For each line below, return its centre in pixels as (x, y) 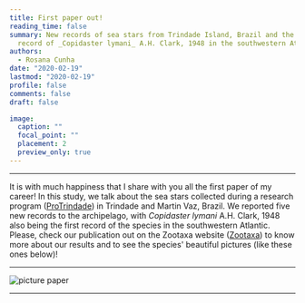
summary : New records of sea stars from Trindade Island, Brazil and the (152, 34)
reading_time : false (49, 26)
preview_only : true (54, 152)
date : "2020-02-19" (46, 69)
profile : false (38, 85)
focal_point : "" (48, 136)
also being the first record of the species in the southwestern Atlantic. (140, 225)
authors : (26, 52)
